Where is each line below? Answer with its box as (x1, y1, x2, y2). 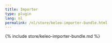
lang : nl (5, 16, 23, 21)
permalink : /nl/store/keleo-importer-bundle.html (5, 20, 108, 25)
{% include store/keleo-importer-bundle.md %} (5, 33, 100, 39)
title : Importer (5, 7, 38, 12)
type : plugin (5, 11, 32, 16)
